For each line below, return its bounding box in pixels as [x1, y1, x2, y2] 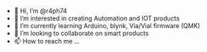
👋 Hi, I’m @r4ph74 [13, 7, 67, 15]
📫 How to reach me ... [13, 37, 80, 45]
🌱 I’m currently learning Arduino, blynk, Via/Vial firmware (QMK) [13, 22, 201, 30]
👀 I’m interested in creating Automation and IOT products [13, 14, 180, 22]
